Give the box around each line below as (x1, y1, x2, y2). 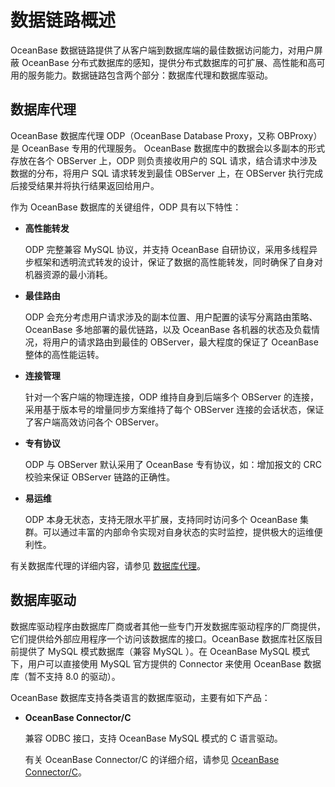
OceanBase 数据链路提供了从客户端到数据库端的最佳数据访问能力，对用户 (10, 44, 315, 56)
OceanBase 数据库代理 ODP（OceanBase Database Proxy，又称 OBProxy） (10, 129, 323, 141)
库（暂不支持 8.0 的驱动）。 (10, 670, 121, 682)
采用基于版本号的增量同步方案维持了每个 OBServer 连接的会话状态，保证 (24, 403, 325, 415)
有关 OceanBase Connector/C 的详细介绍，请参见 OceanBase (24, 753, 280, 765)
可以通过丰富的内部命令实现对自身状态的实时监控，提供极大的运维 (42, 526, 315, 538)
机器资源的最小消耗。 (24, 268, 113, 280)
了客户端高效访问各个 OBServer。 (24, 416, 165, 428)
